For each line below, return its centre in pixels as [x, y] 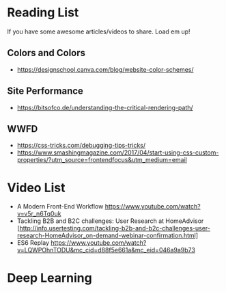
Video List [36, 188]
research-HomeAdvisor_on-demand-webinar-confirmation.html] [108, 236]
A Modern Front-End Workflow [60, 207]
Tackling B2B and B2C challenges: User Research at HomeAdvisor [110, 221]
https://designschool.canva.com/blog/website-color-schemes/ [105, 69]
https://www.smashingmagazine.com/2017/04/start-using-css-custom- [118, 152]
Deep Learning [50, 278]
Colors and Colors [46, 53]
